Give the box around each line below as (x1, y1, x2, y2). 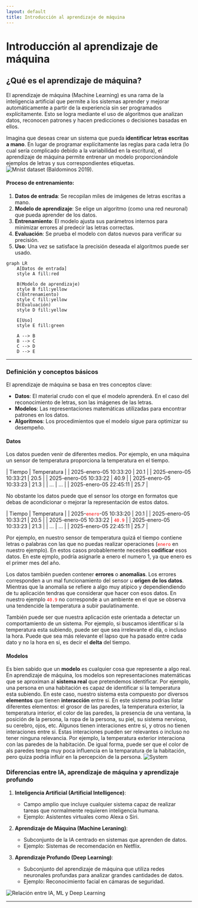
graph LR (6, 260, 28, 266)
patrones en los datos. (14, 412, 70, 418)
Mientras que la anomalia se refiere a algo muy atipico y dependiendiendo (6, 583, 186, 590)
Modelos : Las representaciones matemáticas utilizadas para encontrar (14, 405, 187, 412)
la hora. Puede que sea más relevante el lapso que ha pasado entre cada (6, 632, 183, 639)
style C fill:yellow (16, 296, 67, 302)
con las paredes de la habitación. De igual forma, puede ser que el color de (6, 741, 189, 748)
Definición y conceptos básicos (6, 367, 98, 376)
